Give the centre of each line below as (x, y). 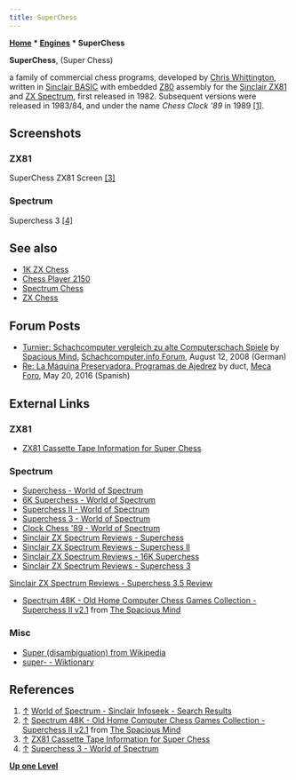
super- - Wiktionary (58, 662)
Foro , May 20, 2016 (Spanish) (76, 376)
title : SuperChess (43, 17)
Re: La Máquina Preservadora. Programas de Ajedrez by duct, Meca (147, 366)
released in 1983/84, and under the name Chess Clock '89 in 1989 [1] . (137, 105)
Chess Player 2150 (56, 279)
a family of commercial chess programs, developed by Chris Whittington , (143, 77)
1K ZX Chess (45, 270)
